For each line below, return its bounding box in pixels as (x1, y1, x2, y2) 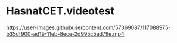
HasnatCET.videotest (6, 4, 115, 18)
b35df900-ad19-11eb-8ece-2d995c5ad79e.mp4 (6, 30, 125, 37)
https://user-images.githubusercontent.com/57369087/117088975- (6, 24, 171, 31)
